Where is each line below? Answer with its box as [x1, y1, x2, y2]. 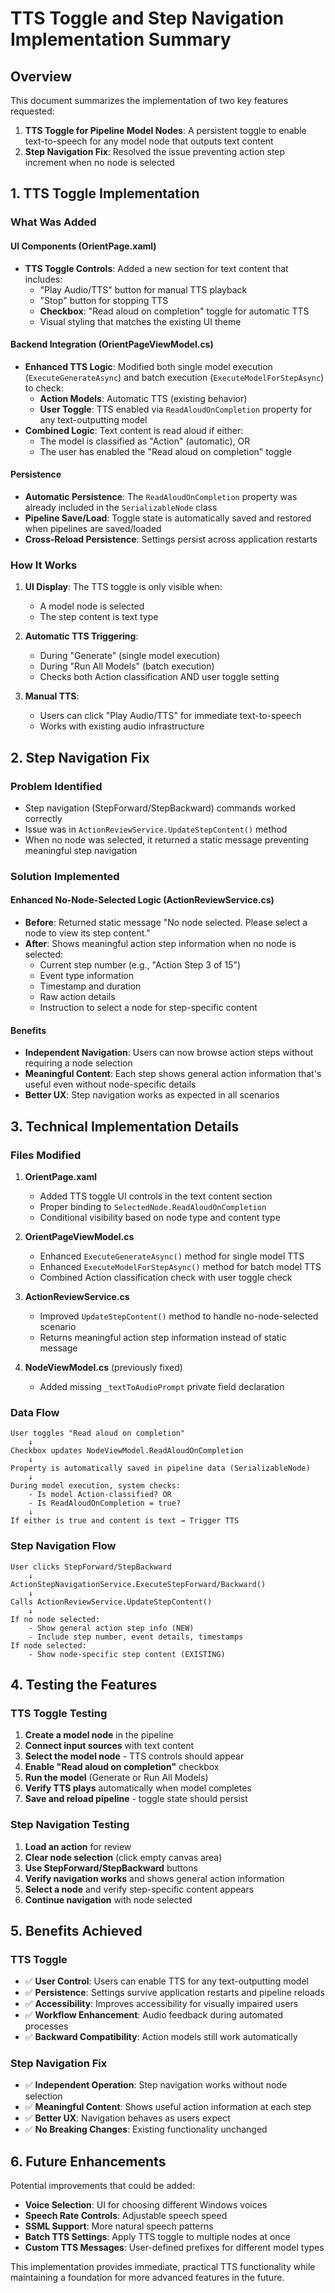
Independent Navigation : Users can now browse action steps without [24, 1047, 314, 1059]
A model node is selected [39, 600, 145, 612]
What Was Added [10, 215, 97, 229]
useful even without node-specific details [24, 1078, 197, 1091]
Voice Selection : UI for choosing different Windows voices [24, 2199, 268, 2211]
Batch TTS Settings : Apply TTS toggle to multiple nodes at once [24, 2231, 291, 2243]
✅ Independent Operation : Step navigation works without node [24, 2079, 288, 2091]
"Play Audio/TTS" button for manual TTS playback [39, 283, 248, 296]
